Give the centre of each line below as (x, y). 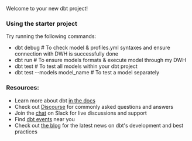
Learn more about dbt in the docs (55, 100)
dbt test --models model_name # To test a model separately (87, 73)
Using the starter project (42, 23)
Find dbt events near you (44, 119)
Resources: (23, 88)
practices (26, 132)
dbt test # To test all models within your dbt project (76, 66)
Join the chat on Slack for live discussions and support (81, 113)
